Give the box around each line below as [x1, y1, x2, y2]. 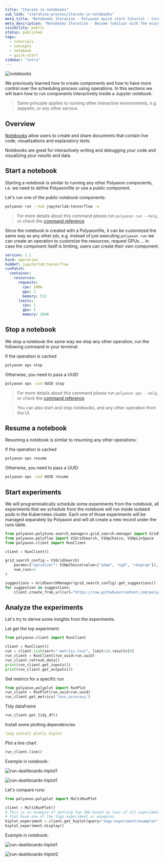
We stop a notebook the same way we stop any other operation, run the [5, 338, 149, 344]
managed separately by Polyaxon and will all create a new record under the [5, 516, 157, 522]
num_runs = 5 [14, 567, 36, 572]
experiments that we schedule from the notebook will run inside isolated [5, 506, 150, 512]
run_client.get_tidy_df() [5, 713, 58, 718]
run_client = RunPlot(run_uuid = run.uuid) [5, 690, 91, 695]
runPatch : [5, 266, 25, 271]
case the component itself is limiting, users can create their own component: [5, 243, 159, 249]
